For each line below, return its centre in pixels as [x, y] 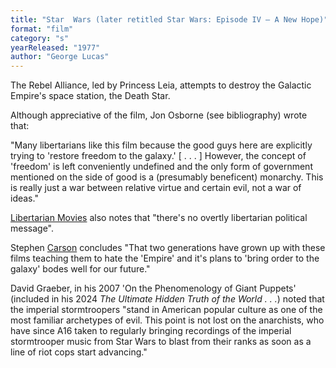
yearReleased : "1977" [55, 47]
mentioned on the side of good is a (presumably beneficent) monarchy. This [167, 177]
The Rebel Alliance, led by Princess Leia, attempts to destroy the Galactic [161, 85]
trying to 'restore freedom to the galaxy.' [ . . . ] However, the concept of [158, 156]
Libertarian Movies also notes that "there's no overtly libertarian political [159, 218]
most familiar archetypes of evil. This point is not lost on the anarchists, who [167, 320]
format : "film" [42, 29]
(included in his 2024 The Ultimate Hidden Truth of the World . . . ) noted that [167, 299]
